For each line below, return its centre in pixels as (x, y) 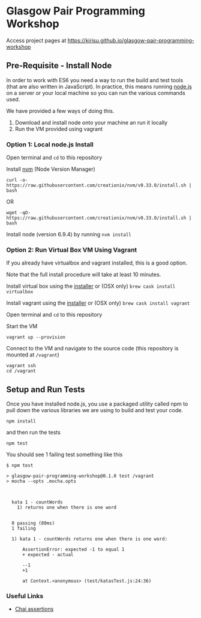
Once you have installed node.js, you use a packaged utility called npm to (97, 404)
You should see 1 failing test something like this (64, 455)
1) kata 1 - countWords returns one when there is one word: (90, 539)
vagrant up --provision (36, 337)
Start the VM (22, 326)
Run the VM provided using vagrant (59, 129)
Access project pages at (36, 40)
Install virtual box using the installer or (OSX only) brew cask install (91, 286)
